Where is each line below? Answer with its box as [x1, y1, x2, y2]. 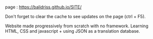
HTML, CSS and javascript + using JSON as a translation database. [5, 28, 140, 34]
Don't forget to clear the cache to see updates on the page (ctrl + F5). [5, 14, 146, 19]
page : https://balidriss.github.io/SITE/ [5, 4, 82, 10]
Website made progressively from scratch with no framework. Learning [5, 23, 149, 29]
